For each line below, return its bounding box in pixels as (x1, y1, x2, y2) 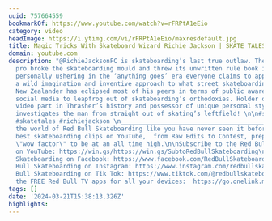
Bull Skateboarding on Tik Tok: (15, 170, 125, 178)
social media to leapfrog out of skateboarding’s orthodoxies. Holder (15, 95, 259, 103)
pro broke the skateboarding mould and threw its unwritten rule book (15, 65, 259, 73)
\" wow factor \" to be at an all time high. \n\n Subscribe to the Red (15, 139, 252, 148)
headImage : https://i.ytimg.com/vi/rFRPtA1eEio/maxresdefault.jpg (8, 34, 237, 43)
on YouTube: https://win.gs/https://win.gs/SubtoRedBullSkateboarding (15, 147, 259, 155)
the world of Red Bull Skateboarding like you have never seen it (15, 125, 244, 133)
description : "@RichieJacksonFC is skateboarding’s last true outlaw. (8, 57, 252, 66)
